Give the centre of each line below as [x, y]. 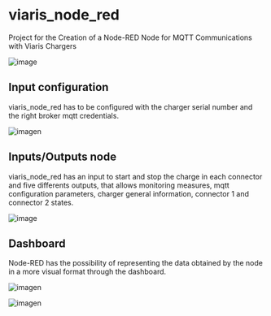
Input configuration [59, 87]
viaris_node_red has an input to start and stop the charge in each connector [135, 176]
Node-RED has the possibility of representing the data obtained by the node [135, 263]
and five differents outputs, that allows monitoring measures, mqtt [119, 185]
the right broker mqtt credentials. [64, 115]
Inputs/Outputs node [62, 157]
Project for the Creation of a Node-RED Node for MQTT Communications [130, 37]
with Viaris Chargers [43, 45]
